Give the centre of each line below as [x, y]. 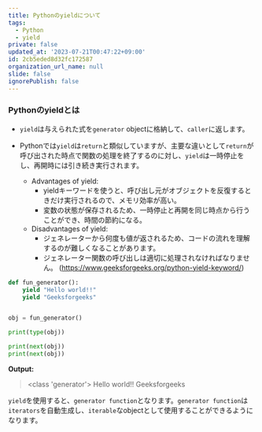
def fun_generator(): [44, 282]
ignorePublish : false [44, 81]
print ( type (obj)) [37, 332]
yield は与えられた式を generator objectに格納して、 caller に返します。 [134, 129]
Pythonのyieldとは [44, 110]
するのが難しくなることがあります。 [101, 248]
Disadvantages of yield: [70, 228]
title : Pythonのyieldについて [54, 15]
